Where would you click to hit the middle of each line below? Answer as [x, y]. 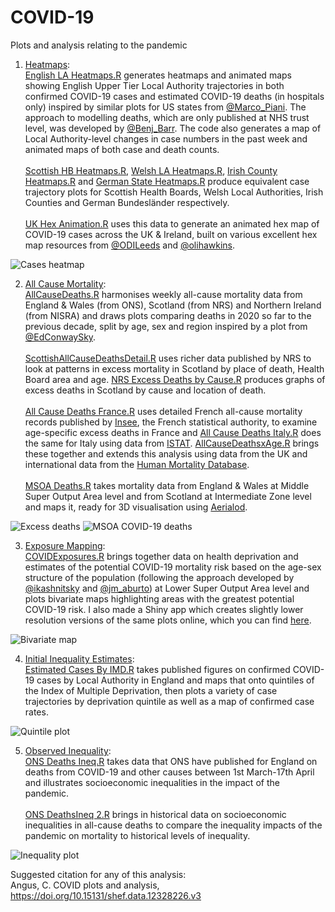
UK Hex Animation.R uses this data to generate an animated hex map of [172, 223]
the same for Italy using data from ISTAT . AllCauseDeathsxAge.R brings [172, 443]
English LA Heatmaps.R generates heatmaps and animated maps [158, 75]
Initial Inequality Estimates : [79, 658]
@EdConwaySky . [60, 337]
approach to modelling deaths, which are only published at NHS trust [167, 117]
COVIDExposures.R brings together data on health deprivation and [161, 556]
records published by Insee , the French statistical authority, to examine [171, 422]
